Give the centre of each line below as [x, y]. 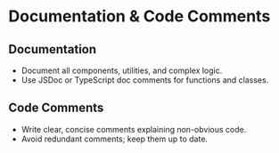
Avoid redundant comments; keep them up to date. [115, 139]
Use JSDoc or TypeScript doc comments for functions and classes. [145, 80]
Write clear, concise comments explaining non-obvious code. [134, 129]
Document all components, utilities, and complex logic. [122, 70]
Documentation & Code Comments [139, 16]
